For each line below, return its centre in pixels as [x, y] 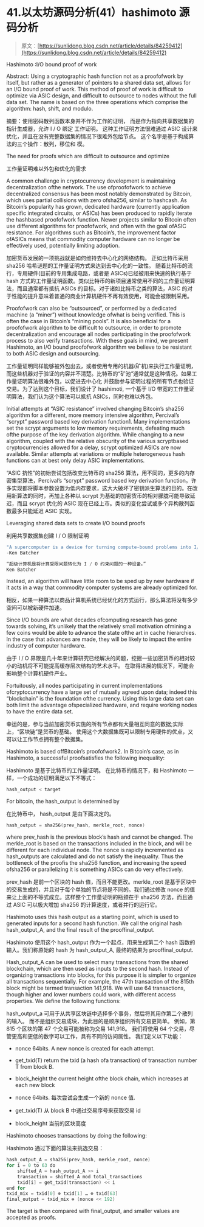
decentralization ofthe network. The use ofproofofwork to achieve [89, 187]
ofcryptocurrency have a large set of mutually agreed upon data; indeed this [102, 692]
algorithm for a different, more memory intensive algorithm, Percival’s [93, 415]
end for [16, 1188]
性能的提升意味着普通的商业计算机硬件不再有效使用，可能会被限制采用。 [102, 296]
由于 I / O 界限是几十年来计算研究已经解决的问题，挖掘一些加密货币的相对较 [101, 659]
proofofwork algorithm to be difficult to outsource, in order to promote [94, 327]
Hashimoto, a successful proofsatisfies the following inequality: [86, 758]
